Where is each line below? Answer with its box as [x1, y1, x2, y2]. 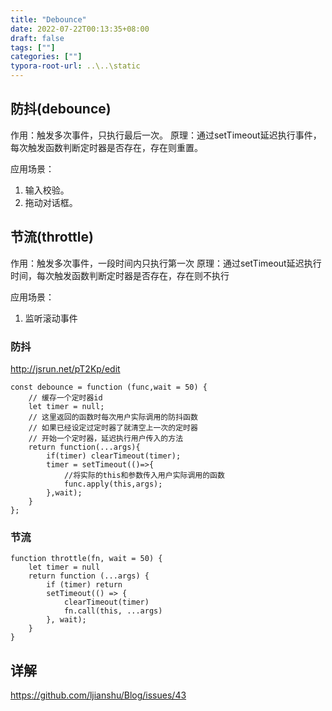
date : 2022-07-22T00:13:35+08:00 [10, 24, 150, 34]
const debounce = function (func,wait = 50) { [10, 382, 208, 392]
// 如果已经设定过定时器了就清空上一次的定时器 [28, 422, 198, 433]
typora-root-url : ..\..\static [10, 61, 141, 71]
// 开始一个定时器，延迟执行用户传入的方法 [28, 433, 184, 443]
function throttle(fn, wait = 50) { [10, 554, 163, 564]
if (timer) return [46, 580, 123, 590]
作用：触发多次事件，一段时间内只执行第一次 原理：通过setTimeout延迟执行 [10, 257, 322, 269]
